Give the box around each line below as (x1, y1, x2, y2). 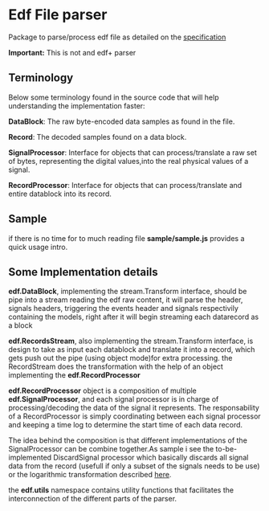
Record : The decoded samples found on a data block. (8, 132, 187, 141)
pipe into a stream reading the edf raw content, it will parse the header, (8, 295, 243, 305)
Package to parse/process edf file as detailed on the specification (8, 32, 226, 42)
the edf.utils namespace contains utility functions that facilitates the (8, 485, 234, 495)
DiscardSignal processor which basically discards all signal (53, 452, 249, 463)
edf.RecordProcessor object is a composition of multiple (8, 386, 197, 395)
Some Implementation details (8, 265, 158, 279)
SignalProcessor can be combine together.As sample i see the (8, 444, 214, 454)
